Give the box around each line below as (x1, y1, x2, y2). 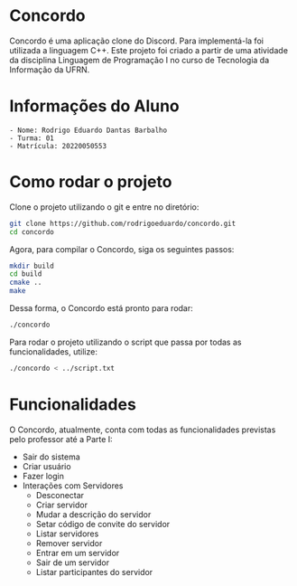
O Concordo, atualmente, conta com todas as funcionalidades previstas (9, 424, 276, 435)
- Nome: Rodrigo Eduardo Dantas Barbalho (9, 126, 168, 135)
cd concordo (9, 227, 54, 236)
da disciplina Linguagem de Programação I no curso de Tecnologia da (9, 54, 270, 65)
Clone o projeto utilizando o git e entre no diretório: (9, 201, 200, 213)
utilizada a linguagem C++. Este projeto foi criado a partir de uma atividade (9, 44, 289, 55)
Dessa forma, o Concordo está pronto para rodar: (9, 303, 194, 314)
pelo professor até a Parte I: (9, 433, 113, 444)
